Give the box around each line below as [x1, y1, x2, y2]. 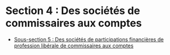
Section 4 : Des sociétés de [5, 4, 141, 18]
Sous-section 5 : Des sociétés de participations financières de [13, 36, 164, 43]
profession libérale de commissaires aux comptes [13, 42, 134, 49]
